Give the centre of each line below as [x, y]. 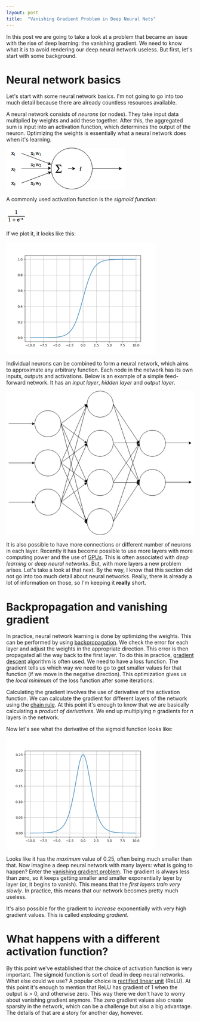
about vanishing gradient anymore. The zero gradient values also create [95, 1000]
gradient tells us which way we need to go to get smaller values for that [94, 668]
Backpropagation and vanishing [87, 607]
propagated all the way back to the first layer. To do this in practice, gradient [100, 655]
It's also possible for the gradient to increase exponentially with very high [96, 909]
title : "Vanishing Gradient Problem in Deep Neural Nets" [81, 19]
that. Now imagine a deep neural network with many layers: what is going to [99, 866]
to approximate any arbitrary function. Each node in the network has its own [99, 370]
